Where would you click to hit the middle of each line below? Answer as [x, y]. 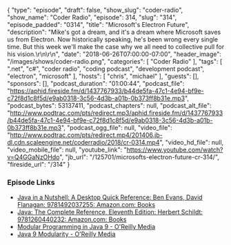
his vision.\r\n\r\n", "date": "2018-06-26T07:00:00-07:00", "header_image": [114, 54]
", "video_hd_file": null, [192, 142]
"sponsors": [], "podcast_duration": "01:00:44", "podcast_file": [96, 83]
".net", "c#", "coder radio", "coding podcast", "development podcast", [106, 69]
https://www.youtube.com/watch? [175, 149]
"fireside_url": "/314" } [39, 164]
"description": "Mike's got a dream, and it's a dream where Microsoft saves [114, 32]
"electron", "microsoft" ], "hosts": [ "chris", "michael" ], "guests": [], [103, 76]
